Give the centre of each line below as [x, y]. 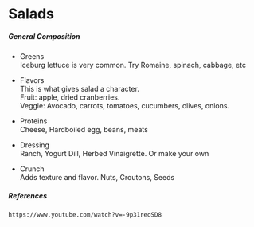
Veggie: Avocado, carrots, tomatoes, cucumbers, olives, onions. [124, 106]
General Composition [45, 36]
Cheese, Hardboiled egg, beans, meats [84, 130]
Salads [31, 14]
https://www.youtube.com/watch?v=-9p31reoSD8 [85, 215]
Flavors [32, 80]
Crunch [32, 169]
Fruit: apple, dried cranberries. [70, 97]
